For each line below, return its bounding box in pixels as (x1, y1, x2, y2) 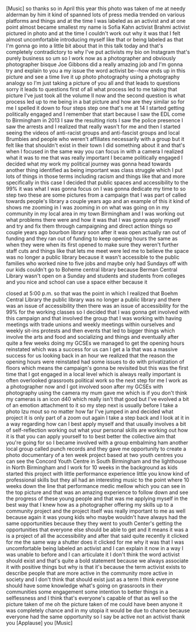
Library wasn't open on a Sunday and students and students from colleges (6, 272, 185, 279)
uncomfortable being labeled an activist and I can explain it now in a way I (6, 545, 184, 552)
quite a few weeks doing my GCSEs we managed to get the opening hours (6, 339, 185, 346)
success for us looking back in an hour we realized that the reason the (6, 352, 175, 359)
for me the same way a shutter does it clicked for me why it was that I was (6, 538, 184, 545)
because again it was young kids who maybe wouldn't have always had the (6, 514, 187, 520)
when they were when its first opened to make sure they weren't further (6, 241, 179, 248)
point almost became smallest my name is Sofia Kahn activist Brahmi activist (6, 23, 190, 30)
